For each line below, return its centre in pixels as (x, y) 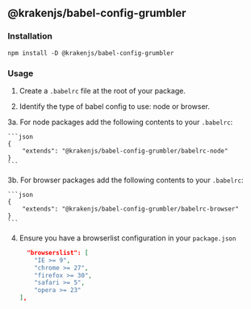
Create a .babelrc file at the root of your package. (102, 90)
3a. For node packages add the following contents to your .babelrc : (120, 122)
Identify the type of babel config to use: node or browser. (115, 106)
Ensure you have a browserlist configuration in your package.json (128, 238)
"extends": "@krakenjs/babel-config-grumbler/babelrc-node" (125, 151)
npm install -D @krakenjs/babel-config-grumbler (91, 53)
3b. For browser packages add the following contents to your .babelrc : (125, 180)
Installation (30, 36)
